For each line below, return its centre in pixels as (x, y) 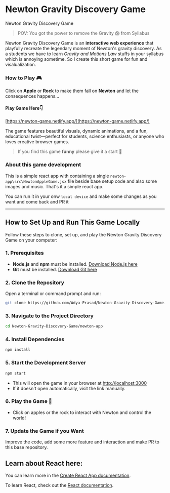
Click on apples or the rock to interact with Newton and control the (82, 412)
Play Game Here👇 (24, 108)
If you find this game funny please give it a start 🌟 (70, 152)
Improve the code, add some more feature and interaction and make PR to (82, 442)
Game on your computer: (31, 240)
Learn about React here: (44, 463)
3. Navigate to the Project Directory (49, 316)
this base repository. (27, 447)
